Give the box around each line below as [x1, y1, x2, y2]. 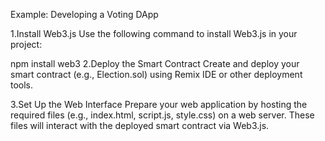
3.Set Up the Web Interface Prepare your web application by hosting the [10, 99, 308, 110]
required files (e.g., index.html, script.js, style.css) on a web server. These [10, 109, 315, 121]
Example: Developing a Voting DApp [10, 9, 159, 20]
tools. [10, 79, 34, 91]
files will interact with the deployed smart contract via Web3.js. [10, 120, 270, 131]
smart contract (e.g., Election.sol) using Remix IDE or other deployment [10, 69, 303, 80]
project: [10, 39, 43, 50]
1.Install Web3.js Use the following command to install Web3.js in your [10, 28, 298, 39]
